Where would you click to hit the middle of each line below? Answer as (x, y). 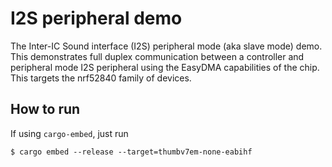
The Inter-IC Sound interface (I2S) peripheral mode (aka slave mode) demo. (166, 46)
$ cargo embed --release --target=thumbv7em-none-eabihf (131, 152)
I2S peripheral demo (96, 18)
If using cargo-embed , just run (69, 133)
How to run (45, 109)
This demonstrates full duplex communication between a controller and (157, 56)
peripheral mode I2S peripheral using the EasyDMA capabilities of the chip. (165, 67)
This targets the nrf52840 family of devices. (101, 78)
